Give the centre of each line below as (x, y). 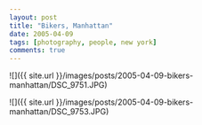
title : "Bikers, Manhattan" (61, 26)
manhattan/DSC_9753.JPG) (59, 112)
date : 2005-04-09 (41, 34)
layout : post (33, 17)
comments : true (37, 51)
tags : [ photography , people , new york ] (83, 42)
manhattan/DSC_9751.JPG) (59, 85)
